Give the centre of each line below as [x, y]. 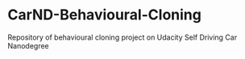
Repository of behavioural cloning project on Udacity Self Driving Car [122, 37]
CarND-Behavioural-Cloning [105, 15]
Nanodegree [28, 45]
